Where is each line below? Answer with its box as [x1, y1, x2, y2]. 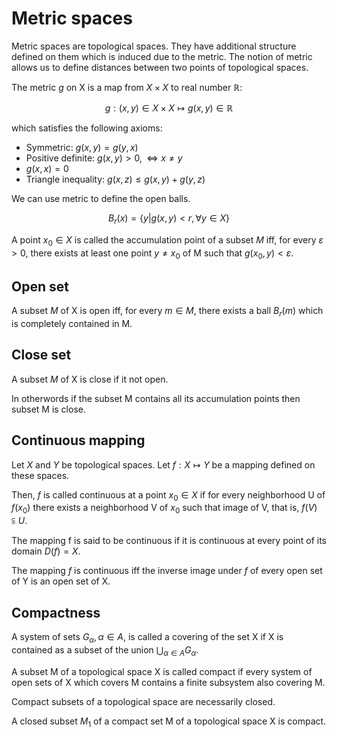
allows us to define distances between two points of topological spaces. [11, 61, 309, 73]
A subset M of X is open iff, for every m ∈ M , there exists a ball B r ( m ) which [11, 305, 324, 319]
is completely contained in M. [11, 317, 133, 329]
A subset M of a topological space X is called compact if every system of [11, 665, 313, 677]
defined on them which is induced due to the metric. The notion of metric [11, 50, 313, 62]
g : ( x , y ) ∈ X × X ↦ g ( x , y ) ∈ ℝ [104, 102, 234, 114]
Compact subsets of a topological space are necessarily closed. [11, 695, 276, 707]
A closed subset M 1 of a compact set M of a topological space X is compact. [11, 715, 327, 729]
